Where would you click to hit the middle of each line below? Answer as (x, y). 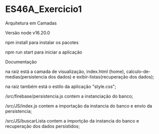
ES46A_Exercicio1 (44, 9)
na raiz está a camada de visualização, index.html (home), (65, 71)
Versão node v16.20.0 (28, 32)
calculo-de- (138, 71)
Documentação (21, 61)
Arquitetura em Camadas (31, 23)
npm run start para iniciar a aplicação (44, 52)
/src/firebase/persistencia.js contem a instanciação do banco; (69, 96)
